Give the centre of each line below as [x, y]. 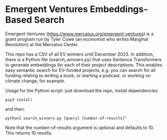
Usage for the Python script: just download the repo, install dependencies [81, 90]
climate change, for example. [35, 81]
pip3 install [19, 100]
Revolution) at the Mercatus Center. [42, 44]
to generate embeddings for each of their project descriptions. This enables [84, 65]
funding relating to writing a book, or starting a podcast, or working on [78, 75]
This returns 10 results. [29, 133]
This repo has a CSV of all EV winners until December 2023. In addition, [80, 54]
